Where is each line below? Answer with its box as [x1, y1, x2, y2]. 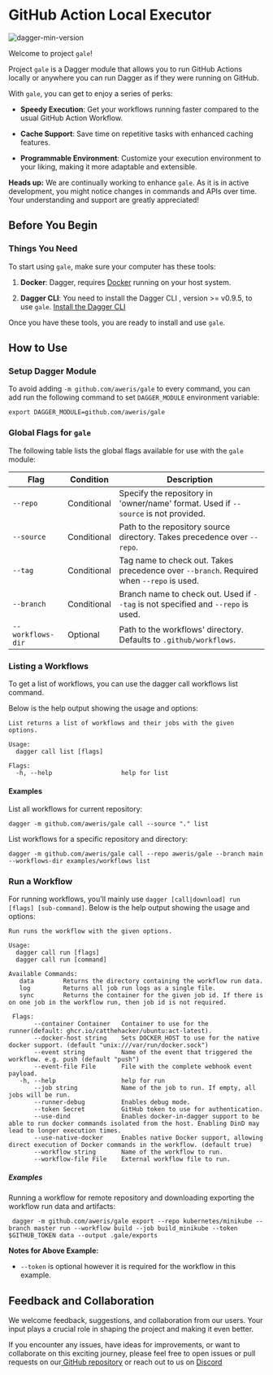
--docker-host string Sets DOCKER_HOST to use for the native [33, 1034, 260, 1043]
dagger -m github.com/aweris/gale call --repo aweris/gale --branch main [8, 850, 264, 858]
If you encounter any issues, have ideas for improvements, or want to [8, 1340, 240, 1350]
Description [166, 474, 214, 485]
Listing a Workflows [8, 660, 89, 672]
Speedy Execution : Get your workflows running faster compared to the [19, 104, 259, 114]
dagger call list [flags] [15, 747, 104, 755]
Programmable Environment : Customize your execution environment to [19, 153, 262, 163]
